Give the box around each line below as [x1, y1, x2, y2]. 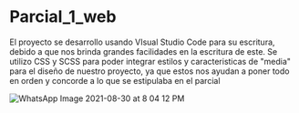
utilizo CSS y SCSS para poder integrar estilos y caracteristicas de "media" [9, 56, 292, 67]
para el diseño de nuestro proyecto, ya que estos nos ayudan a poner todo [9, 66, 290, 77]
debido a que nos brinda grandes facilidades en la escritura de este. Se [9, 46, 278, 56]
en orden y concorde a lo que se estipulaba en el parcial [9, 75, 221, 86]
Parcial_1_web [9, 6, 117, 27]
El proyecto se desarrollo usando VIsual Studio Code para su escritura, [9, 36, 275, 47]
